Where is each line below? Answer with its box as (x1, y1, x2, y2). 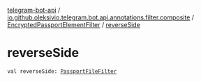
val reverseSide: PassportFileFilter (7, 67, 117, 75)
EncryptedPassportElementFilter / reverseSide (7, 21, 141, 28)
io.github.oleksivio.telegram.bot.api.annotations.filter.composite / (7, 13, 194, 22)
